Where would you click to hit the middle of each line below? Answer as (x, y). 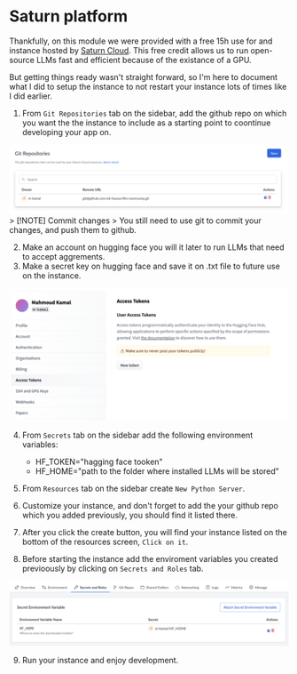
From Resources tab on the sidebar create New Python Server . (133, 488)
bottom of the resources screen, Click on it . (105, 542)
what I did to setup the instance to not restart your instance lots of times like (148, 86)
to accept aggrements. (63, 256)
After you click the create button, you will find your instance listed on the (155, 532)
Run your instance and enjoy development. (100, 660)
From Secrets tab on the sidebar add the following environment (137, 435)
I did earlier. (31, 96)
